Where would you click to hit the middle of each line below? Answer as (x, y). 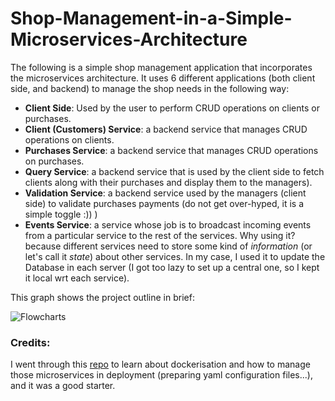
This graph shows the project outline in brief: (102, 297)
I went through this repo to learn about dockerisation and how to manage (160, 364)
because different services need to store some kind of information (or (168, 246)
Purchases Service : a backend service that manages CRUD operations (171, 150)
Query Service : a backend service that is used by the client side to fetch (174, 171)
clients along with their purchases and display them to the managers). (168, 182)
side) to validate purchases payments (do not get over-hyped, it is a (164, 203)
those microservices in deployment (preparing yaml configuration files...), (161, 375)
